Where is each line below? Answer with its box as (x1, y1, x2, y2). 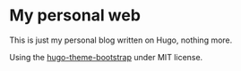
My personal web (9, 5, 142, 26)
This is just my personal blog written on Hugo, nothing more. (9, 35, 233, 45)
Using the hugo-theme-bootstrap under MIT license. (9, 51, 203, 62)
